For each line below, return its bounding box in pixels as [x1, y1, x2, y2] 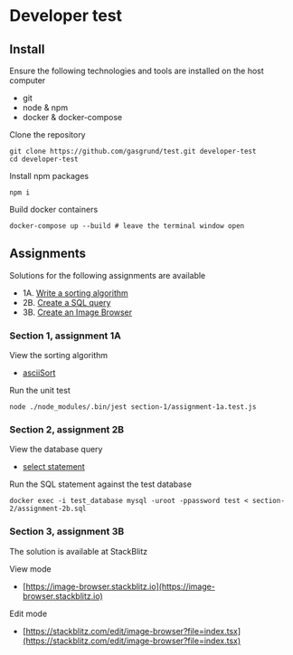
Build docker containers [9, 204, 99, 214]
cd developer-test [9, 155, 79, 164]
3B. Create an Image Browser [22, 307, 133, 318]
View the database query [9, 444, 103, 455]
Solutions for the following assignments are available [9, 270, 206, 280]
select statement [22, 461, 86, 472]
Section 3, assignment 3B [9, 526, 125, 538]
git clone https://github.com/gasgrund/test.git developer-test [9, 147, 257, 156]
